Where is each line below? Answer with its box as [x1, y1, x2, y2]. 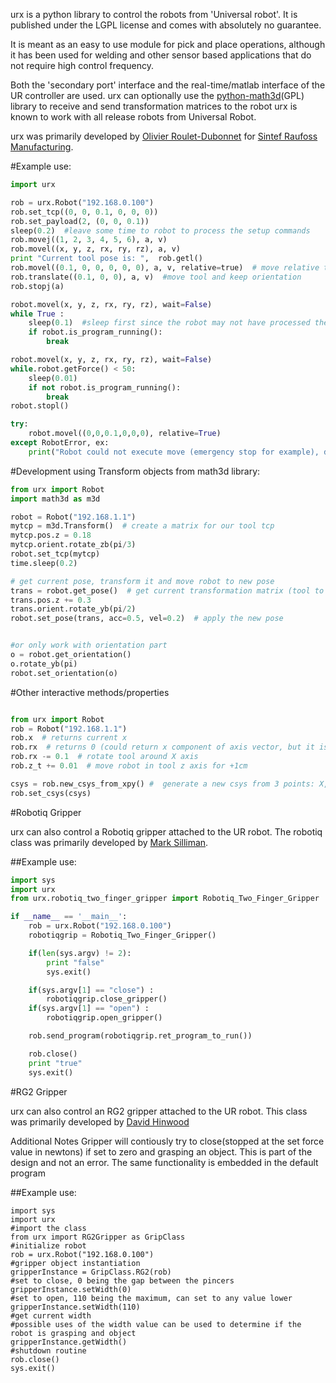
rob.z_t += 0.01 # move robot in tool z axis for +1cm [10, 761, 248, 771]
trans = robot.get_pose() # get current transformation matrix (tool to [10, 585, 325, 596]
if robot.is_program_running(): [28, 327, 163, 338]
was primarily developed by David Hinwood [10, 1115, 190, 1128]
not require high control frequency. [10, 60, 154, 71]
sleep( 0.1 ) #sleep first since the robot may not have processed [28, 318, 311, 328]
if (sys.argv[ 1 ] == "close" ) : [28, 985, 155, 995]
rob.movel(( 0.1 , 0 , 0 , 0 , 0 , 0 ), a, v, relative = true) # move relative [10, 263, 320, 273]
